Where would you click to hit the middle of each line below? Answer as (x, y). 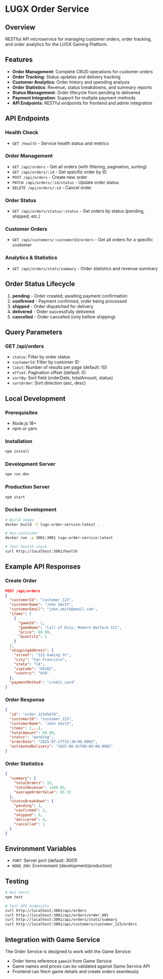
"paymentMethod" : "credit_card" (43, 683)
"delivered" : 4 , (31, 820)
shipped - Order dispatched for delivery (53, 306)
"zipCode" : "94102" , (35, 669)
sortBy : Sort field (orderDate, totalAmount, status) (63, 378)
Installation (19, 441)
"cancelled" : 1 (29, 824)
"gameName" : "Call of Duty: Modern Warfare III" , (70, 628)
